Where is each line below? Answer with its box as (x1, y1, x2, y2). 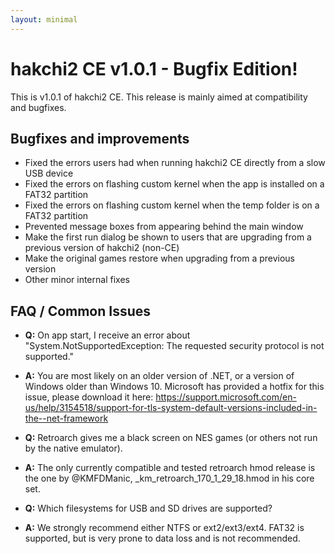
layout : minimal (10, 14, 78, 25)
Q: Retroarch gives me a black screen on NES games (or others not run (24, 432, 318, 444)
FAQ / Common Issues (10, 302, 152, 320)
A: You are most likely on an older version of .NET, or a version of (24, 370, 295, 382)
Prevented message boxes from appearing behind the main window (24, 221, 304, 233)
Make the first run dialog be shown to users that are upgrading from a (24, 231, 312, 243)
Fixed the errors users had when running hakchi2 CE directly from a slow (24, 157, 326, 169)
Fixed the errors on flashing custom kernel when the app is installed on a (24, 178, 325, 190)
